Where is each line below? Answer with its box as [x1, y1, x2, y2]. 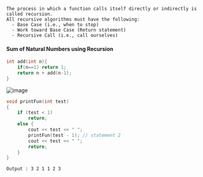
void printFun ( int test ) [6, 98, 69, 105]
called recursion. [6, 11, 53, 17]
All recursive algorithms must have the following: [6, 16, 140, 23]
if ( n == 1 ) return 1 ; [17, 64, 67, 71]
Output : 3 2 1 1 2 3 [6, 166, 61, 172]
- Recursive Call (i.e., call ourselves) [12, 32, 119, 38]
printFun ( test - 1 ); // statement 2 [28, 132, 121, 138]
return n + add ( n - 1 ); [17, 70, 72, 76]
